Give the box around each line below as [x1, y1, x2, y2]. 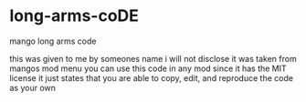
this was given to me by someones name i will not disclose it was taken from [9, 53, 297, 64]
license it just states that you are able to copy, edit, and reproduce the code [9, 72, 294, 83]
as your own [9, 82, 57, 93]
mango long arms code [9, 36, 97, 46]
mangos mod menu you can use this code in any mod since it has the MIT [9, 63, 288, 74]
